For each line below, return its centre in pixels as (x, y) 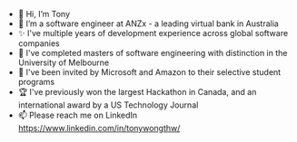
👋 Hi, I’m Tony (44, 14)
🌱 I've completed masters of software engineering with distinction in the (153, 53)
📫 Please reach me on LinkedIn (78, 115)
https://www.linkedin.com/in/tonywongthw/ (99, 128)
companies (39, 43)
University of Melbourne (64, 62)
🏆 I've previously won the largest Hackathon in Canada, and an (137, 92)
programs (36, 82)
